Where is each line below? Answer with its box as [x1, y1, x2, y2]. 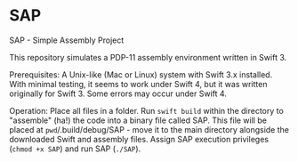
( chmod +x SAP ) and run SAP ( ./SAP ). [9, 143, 141, 154]
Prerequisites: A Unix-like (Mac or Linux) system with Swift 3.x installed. [9, 69, 273, 80]
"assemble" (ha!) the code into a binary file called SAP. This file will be [9, 115, 267, 126]
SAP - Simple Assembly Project [9, 35, 125, 45]
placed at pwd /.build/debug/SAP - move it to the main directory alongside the [9, 124, 289, 134]
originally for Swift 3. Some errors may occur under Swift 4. [9, 88, 227, 99]
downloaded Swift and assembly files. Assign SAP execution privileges [9, 134, 270, 144]
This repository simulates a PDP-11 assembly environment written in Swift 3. [9, 52, 287, 62]
